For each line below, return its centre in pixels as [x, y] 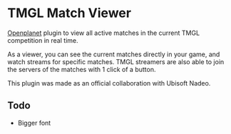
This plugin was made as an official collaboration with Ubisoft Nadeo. [109, 83]
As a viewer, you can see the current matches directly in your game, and [114, 54]
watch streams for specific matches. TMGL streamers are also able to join [116, 61]
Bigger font [34, 123]
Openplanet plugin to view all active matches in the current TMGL [104, 33]
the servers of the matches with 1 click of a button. [82, 69]
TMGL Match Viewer [70, 13]
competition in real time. [43, 40]
